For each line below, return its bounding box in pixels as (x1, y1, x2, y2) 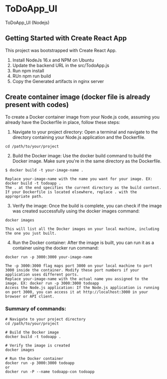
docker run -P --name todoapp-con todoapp (5, 369, 95, 374)
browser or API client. (5, 293, 55, 299)
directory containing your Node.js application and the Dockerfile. (12, 134, 146, 140)
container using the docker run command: (12, 244, 99, 250)
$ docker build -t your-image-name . (5, 167, 84, 172)
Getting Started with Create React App (5, 34, 127, 42)
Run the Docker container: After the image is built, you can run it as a (12, 239, 155, 245)
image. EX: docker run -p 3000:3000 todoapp (5, 280, 99, 285)
